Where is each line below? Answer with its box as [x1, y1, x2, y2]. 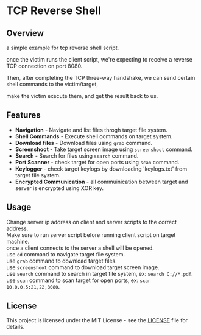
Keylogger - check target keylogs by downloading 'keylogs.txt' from [15, 165, 188, 172]
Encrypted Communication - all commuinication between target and [15, 178, 188, 185]
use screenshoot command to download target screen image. [6, 263, 160, 271]
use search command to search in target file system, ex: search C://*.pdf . [6, 270, 193, 277]
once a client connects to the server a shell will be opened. [6, 244, 154, 252]
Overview [6, 28, 44, 38]
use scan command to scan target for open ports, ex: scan [6, 277, 151, 284]
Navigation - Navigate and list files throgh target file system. [15, 126, 167, 133]
